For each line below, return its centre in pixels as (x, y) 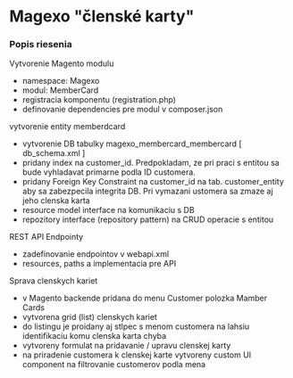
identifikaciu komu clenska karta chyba (94, 336)
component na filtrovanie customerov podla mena (114, 365)
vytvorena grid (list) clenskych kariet (90, 317)
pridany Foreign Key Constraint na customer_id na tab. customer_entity (153, 182)
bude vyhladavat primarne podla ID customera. (109, 172)
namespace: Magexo (61, 81)
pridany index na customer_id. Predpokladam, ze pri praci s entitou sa (151, 163)
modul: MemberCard (60, 90)
